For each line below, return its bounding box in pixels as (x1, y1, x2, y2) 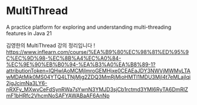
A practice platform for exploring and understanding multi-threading (6, 23, 172, 31)
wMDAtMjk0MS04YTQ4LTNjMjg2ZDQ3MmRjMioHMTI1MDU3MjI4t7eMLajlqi (6, 73, 191, 80)
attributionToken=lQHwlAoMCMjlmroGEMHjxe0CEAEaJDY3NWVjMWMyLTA (6, 67, 191, 74)
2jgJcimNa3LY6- (6, 79, 48, 86)
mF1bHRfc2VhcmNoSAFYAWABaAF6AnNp (6, 92, 110, 99)
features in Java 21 (6, 29, 52, 36)
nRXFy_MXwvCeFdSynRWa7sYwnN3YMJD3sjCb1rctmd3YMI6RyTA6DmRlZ (6, 86, 189, 93)
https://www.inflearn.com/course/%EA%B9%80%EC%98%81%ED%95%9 (6, 48, 189, 55)
